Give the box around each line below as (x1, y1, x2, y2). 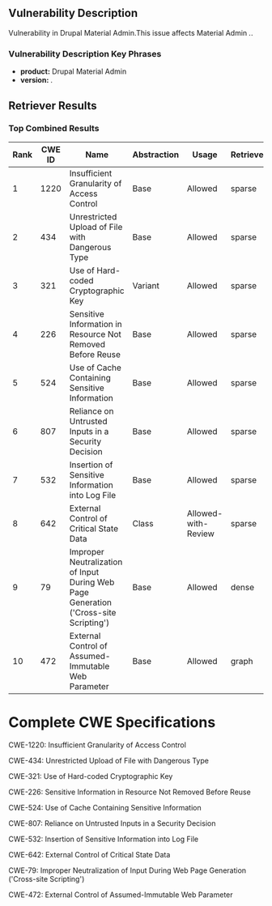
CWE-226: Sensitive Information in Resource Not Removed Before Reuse (8, 787, 251, 797)
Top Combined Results (8, 123, 100, 134)
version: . (19, 75, 53, 85)
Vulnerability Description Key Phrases (8, 48, 162, 59)
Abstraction (132, 149, 180, 160)
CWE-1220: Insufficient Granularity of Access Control (8, 740, 186, 750)
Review (186, 528, 215, 539)
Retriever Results (8, 99, 97, 113)
